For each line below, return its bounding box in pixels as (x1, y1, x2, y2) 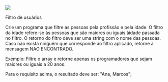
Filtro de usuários (5, 14, 42, 20)
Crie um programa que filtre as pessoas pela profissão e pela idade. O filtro (5, 24, 163, 30)
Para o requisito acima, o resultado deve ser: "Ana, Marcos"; (5, 71, 132, 77)
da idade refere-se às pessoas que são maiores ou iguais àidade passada (5, 30, 160, 36)
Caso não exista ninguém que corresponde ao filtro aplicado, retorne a (5, 41, 154, 46)
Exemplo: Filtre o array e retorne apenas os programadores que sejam (5, 56, 153, 62)
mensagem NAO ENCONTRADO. (5, 46, 74, 52)
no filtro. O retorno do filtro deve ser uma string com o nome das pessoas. (5, 35, 161, 41)
